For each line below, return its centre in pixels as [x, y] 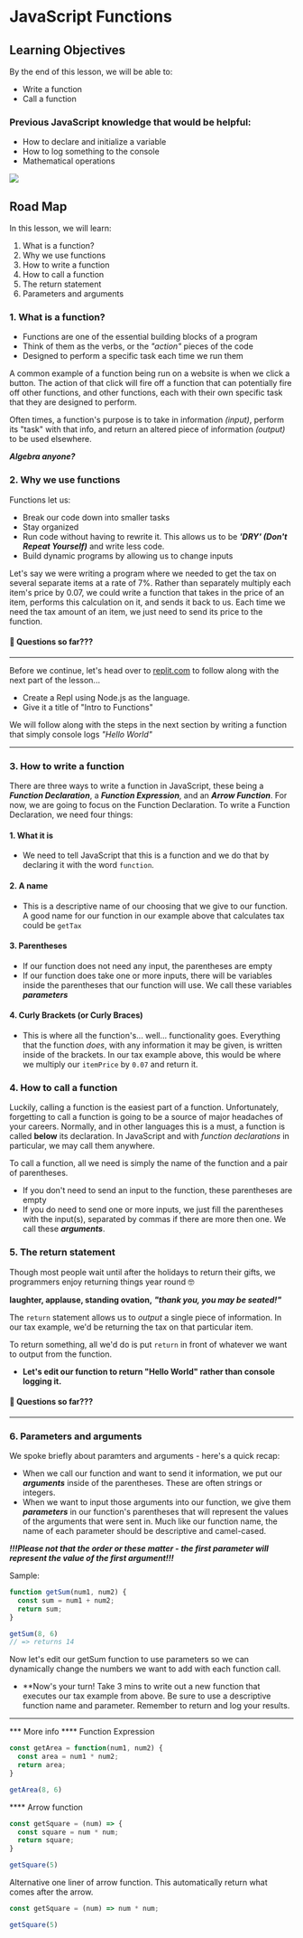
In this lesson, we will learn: [60, 229]
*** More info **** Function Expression [82, 1732]
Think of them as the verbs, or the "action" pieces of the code [138, 346]
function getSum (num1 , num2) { [68, 1593]
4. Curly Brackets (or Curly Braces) [76, 1015]
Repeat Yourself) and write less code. [93, 546]
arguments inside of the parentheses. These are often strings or [142, 1483]
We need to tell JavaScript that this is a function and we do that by [146, 855]
